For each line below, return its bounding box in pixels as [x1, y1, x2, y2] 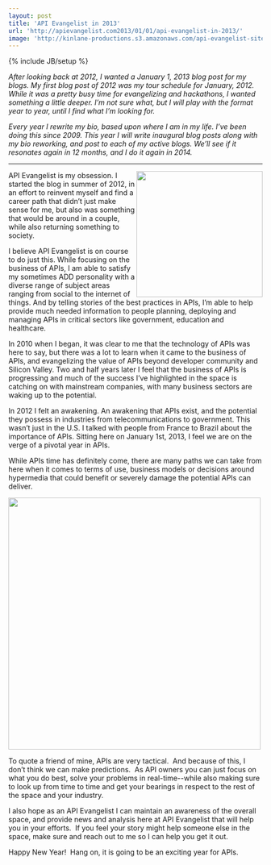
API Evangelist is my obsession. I [8, 171, 118, 181]
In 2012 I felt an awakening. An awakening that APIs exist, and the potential [8, 406, 257, 416]
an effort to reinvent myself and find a [8, 188, 134, 198]
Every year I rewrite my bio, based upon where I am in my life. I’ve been [8, 122, 248, 131]
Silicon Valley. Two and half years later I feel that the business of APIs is [8, 364, 247, 375]
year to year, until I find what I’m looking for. [8, 106, 156, 116]
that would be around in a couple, [8, 214, 120, 223]
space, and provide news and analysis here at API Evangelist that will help [8, 815, 254, 825]
